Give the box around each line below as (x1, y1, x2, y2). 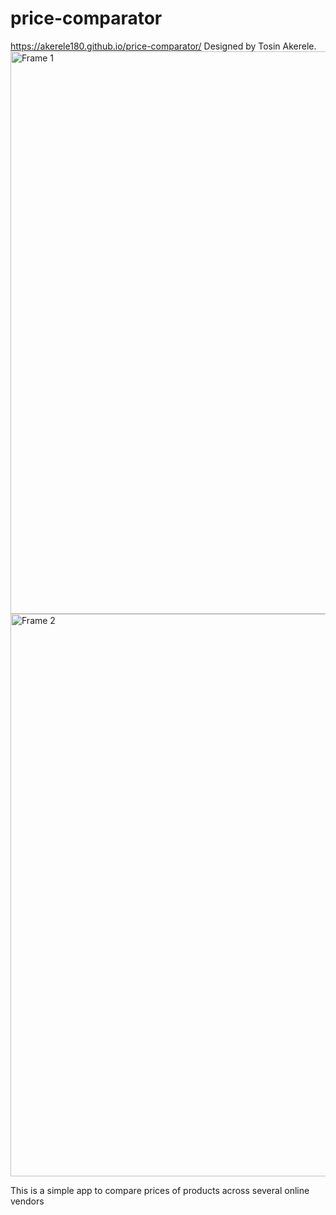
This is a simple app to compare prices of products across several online (10, 1184, 310, 1196)
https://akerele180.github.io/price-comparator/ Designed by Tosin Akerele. (10, 40, 317, 52)
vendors (10, 1195, 45, 1207)
